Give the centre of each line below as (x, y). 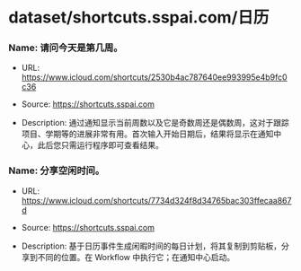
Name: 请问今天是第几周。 (66, 48)
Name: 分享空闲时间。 (57, 170)
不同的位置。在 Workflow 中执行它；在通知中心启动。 (136, 257)
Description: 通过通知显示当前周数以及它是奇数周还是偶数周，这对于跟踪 (155, 123)
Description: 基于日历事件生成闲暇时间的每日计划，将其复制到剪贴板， (151, 246)
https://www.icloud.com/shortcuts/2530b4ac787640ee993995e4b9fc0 (155, 77)
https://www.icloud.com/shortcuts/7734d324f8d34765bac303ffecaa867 (156, 200)
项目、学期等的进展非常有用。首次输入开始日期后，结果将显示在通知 (147, 134)
